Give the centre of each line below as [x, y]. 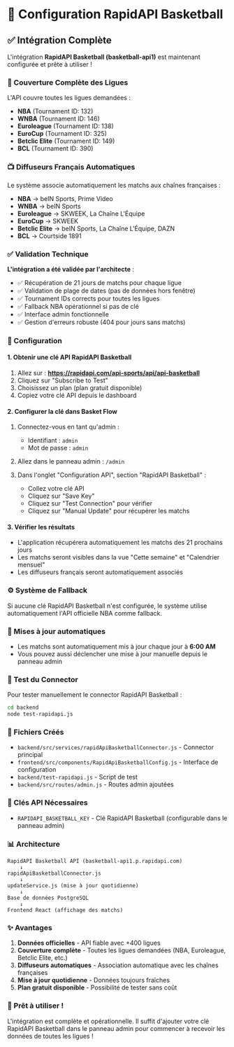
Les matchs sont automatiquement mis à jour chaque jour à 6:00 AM [116, 646]
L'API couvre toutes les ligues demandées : [69, 98]
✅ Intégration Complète [59, 40]
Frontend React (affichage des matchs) [65, 910]
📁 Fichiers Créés [36, 732]
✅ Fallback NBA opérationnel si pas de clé [78, 306]
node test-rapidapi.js [40, 714]
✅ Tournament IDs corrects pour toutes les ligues [88, 298]
